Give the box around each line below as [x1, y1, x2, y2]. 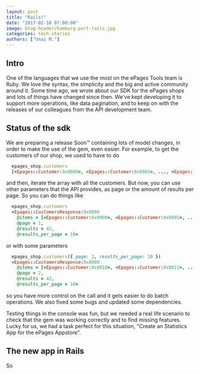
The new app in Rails [6, 346, 85, 356]
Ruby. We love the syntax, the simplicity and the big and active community [6, 80, 189, 88]
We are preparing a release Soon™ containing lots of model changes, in [6, 139, 180, 146]
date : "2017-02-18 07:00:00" [6, 20, 79, 26]
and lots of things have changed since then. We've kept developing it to [6, 93, 182, 100]
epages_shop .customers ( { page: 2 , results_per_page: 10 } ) [11, 254, 161, 260]
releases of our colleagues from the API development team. [6, 105, 152, 113]
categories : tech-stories [6, 31, 70, 37]
